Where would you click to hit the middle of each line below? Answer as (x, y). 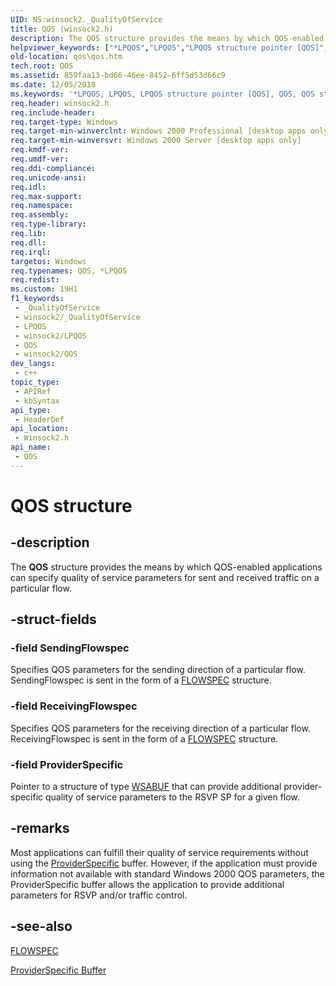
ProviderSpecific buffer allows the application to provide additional (147, 884)
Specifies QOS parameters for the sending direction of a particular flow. (158, 670)
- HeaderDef (39, 419)
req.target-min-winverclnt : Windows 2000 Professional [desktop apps (158, 131)
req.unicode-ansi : (48, 177)
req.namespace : (42, 206)
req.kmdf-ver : (40, 150)
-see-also (41, 926)
